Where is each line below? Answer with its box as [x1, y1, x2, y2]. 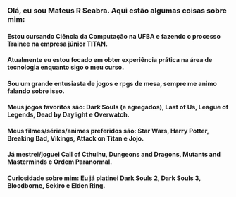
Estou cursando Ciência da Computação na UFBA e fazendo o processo [7, 32, 221, 40]
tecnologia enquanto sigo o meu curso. [7, 63, 125, 72]
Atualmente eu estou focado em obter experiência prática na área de [7, 56, 213, 64]
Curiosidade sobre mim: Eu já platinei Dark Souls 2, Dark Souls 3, [7, 174, 201, 182]
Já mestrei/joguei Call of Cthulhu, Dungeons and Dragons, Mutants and [7, 150, 221, 159]
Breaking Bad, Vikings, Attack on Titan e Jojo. [7, 133, 144, 143]
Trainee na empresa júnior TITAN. [7, 40, 108, 48]
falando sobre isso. [7, 87, 65, 95]
